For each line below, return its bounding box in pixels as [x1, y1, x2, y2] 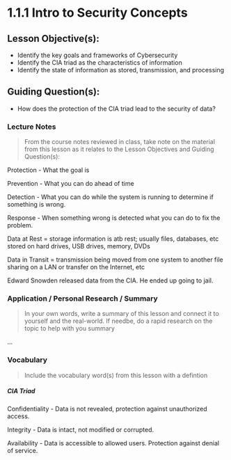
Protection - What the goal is [7, 166, 90, 175]
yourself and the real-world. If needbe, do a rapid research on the [24, 317, 213, 325]
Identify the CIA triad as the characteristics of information [17, 58, 182, 67]
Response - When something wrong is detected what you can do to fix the [7, 214, 221, 222]
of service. [7, 446, 38, 454]
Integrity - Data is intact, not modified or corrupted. [7, 425, 154, 434]
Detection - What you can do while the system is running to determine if [7, 193, 214, 201]
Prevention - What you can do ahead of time [7, 180, 134, 188]
